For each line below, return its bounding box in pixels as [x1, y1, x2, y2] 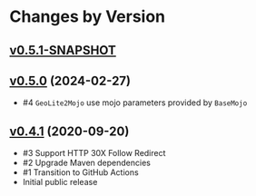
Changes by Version [9, 6, 166, 27]
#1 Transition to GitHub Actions [22, 167, 139, 178]
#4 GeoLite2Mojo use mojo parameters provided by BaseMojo [22, 97, 248, 108]
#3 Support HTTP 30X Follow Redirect [22, 148, 166, 159]
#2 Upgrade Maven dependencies [22, 157, 152, 169]
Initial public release [22, 177, 98, 188]
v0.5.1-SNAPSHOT [9, 43, 116, 58]
